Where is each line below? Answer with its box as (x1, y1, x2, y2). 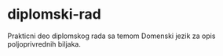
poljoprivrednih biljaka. (7, 39, 82, 48)
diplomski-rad (7, 5, 101, 23)
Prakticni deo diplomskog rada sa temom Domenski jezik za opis (7, 31, 216, 40)
